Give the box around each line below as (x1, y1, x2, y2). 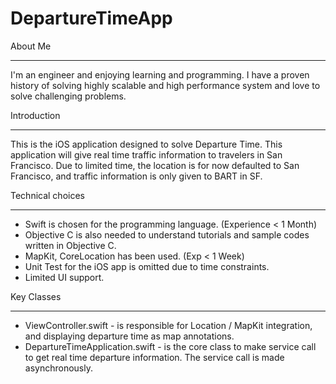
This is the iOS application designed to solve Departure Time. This (10, 138, 283, 150)
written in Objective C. (24, 239, 117, 251)
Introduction (10, 109, 61, 121)
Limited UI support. (24, 271, 105, 283)
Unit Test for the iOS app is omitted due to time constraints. (24, 260, 270, 272)
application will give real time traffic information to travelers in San (10, 148, 283, 161)
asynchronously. (24, 362, 93, 374)
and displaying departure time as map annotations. (24, 330, 235, 342)
